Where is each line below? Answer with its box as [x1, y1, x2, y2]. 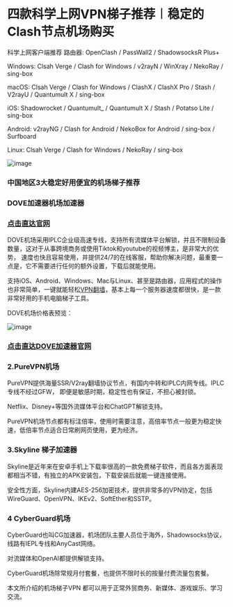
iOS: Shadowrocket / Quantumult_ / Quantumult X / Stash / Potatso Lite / [7, 104, 214, 112]
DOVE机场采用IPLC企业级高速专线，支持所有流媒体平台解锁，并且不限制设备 [7, 236, 226, 244]
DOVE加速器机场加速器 [7, 198, 85, 207]
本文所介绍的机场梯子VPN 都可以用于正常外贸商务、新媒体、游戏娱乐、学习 [7, 583, 223, 592]
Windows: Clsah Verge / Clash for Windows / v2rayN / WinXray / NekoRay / [7, 62, 224, 70]
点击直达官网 [7, 219, 51, 228]
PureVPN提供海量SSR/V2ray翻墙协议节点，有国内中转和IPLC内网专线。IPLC [7, 379, 225, 387]
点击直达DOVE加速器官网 [7, 342, 92, 351]
